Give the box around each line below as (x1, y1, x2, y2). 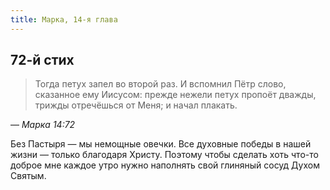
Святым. (10, 170, 47, 182)
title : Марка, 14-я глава (10, 14, 118, 25)
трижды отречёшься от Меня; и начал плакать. (34, 99, 238, 111)
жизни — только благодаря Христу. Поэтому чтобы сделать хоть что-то (10, 149, 319, 161)
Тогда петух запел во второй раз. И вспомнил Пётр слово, (34, 78, 287, 90)
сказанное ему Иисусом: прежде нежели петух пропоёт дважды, (34, 89, 317, 101)
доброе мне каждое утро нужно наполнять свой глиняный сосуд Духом (10, 159, 320, 171)
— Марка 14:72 (10, 119, 76, 131)
